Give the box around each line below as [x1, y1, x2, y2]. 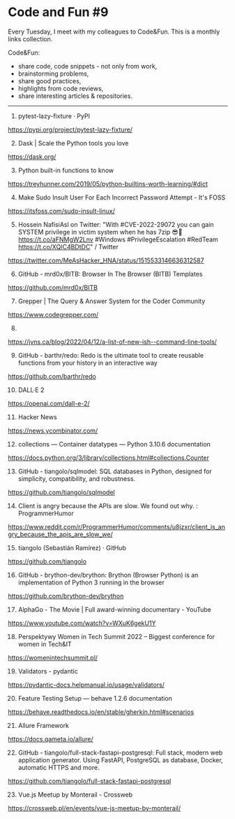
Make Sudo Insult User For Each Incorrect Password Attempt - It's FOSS [17, 193, 226, 202]
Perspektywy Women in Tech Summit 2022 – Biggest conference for [17, 632, 215, 640]
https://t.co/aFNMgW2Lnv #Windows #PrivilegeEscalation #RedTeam [17, 235, 218, 244]
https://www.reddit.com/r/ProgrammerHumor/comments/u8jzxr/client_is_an [8, 522, 225, 531]
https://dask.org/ [8, 152, 56, 161]
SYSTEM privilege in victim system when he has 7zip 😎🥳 [17, 227, 183, 236]
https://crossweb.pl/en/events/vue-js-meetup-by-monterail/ [8, 804, 181, 812]
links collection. [8, 34, 53, 43]
